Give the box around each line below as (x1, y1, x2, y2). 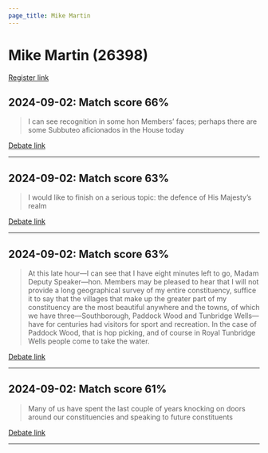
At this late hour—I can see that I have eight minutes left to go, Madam (27, 268, 259, 278)
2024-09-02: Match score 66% (8, 95, 170, 109)
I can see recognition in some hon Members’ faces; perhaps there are (27, 117, 258, 126)
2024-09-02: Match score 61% (8, 383, 167, 396)
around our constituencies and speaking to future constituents (27, 412, 234, 422)
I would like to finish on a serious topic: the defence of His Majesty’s (27, 193, 252, 202)
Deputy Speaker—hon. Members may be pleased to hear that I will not (27, 277, 259, 286)
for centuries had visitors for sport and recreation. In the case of (45, 320, 257, 328)
